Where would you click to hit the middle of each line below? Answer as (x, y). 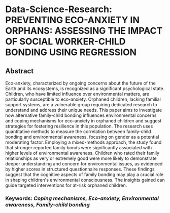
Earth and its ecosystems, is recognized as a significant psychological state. (85, 89)
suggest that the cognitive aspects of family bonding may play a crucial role (84, 175)
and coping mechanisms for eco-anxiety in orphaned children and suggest (83, 121)
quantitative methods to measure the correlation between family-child (78, 132)
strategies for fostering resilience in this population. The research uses (79, 126)
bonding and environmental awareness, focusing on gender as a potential (82, 137)
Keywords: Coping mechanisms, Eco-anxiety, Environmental (82, 198)
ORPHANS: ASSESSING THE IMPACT (84, 31)
